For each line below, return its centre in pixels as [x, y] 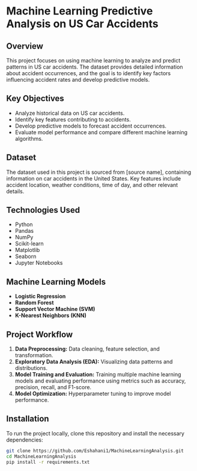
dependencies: [25, 440]
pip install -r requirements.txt [48, 462]
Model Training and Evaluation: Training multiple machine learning [98, 375]
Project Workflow [40, 334]
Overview [25, 46]
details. [15, 191]
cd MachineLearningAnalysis [41, 456]
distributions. [31, 368]
